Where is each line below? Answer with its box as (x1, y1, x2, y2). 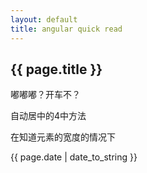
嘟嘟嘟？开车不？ (10, 89, 81, 101)
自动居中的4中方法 (10, 110, 87, 122)
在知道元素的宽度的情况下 (10, 131, 116, 143)
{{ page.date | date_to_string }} (10, 151, 138, 163)
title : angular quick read (10, 24, 123, 34)
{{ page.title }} (10, 61, 103, 78)
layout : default (10, 14, 78, 25)
